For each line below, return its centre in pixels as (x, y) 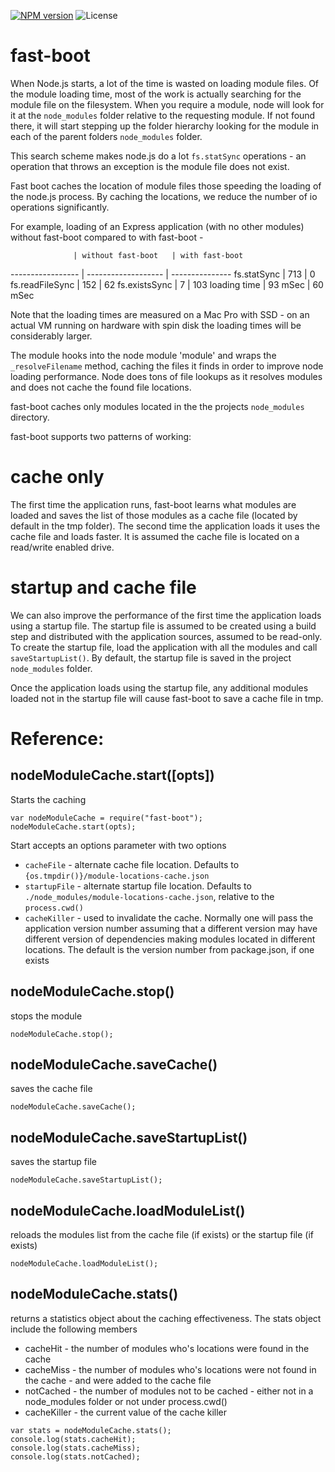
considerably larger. (51, 336)
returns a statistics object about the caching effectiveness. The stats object (166, 1318)
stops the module (46, 1016)
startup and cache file (103, 587)
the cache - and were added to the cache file (118, 1380)
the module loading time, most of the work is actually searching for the (156, 94)
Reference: (57, 739)
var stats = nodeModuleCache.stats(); (91, 1430)
